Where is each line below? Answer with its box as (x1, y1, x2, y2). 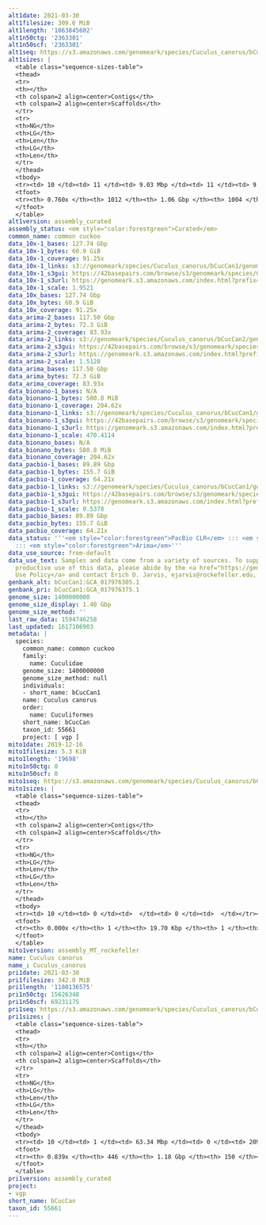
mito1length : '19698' (8, 755, 80, 763)
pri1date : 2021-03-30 (8, 968, 80, 976)
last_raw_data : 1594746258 (8, 615, 97, 623)
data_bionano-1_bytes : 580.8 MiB (8, 394, 119, 402)
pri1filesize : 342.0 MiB (8, 976, 90, 984)
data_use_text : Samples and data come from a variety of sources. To (8, 556, 243, 565)
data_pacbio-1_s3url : (8, 497, 80, 505)
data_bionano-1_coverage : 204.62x (8, 401, 123, 410)
